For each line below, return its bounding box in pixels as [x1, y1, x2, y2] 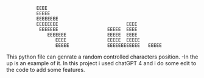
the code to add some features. [6, 66, 85, 73]
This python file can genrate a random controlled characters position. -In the [6, 53, 199, 60]
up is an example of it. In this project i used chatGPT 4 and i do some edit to [6, 60, 197, 66]
